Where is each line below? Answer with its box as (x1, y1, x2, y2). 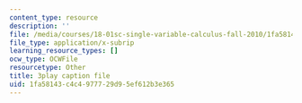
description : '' (9, 21, 70, 30)
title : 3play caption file (9, 72, 111, 81)
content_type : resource (9, 13, 99, 22)
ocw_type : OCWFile (9, 55, 78, 64)
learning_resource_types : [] (9, 47, 119, 56)
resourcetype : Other (9, 64, 87, 73)
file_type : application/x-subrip (9, 38, 135, 47)
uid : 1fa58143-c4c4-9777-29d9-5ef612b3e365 (9, 80, 175, 89)
